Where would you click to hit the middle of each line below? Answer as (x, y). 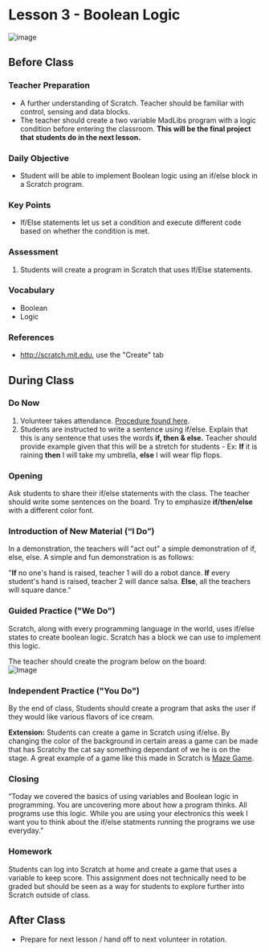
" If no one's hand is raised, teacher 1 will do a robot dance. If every (119, 573)
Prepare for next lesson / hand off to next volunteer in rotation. (123, 939)
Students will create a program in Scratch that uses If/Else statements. (136, 269)
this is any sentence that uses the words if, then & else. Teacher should (138, 437)
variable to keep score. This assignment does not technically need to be (127, 877)
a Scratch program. (52, 184)
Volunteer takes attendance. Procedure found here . (105, 420)
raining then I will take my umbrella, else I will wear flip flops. (121, 455)
